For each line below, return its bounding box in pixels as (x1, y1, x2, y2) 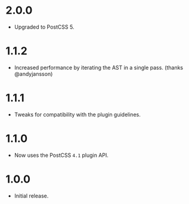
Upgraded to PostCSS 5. (14, 23, 75, 30)
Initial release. (14, 192, 49, 199)
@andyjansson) (14, 70, 53, 78)
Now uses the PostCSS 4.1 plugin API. (14, 152, 109, 159)
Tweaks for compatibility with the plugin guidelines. (14, 111, 141, 118)
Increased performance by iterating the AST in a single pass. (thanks (14, 64, 183, 71)
